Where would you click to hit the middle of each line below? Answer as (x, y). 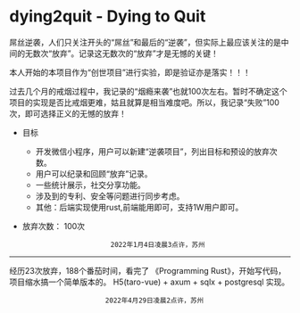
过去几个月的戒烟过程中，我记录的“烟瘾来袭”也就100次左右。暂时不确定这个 (148, 91)
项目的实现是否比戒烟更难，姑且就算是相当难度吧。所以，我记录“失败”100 (144, 102)
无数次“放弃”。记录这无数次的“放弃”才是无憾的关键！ (121, 53)
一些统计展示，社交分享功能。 (90, 185)
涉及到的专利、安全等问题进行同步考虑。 (110, 196)
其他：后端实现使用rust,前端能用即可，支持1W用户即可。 (139, 207)
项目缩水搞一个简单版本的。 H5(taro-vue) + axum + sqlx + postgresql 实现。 (150, 282)
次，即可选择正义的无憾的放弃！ (68, 113)
